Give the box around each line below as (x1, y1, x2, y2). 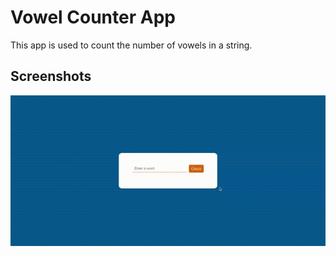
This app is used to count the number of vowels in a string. (10, 39, 253, 51)
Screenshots (10, 68, 92, 85)
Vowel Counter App (10, 6, 176, 29)
